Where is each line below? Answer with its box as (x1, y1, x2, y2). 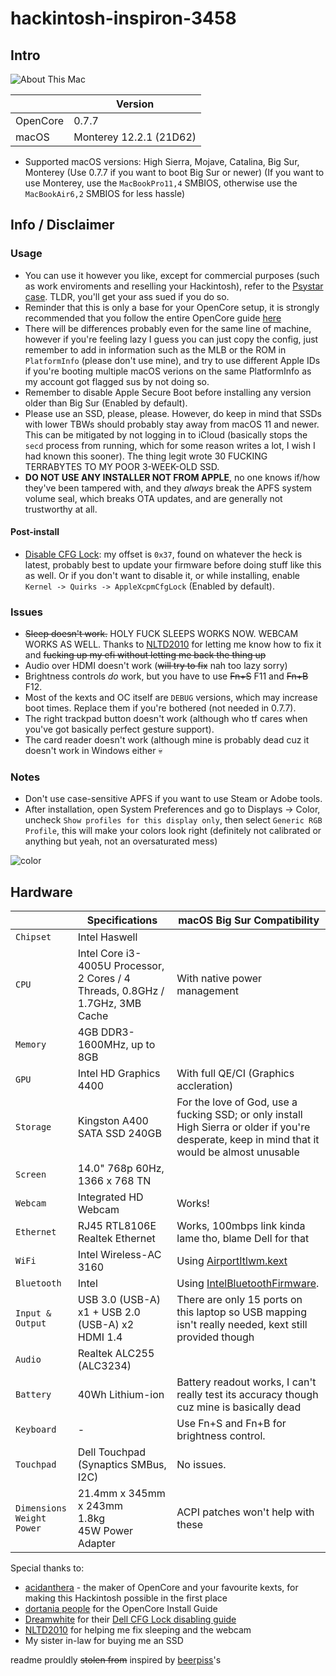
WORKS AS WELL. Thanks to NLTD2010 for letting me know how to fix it (24, 638, 322, 651)
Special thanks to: (10, 1562, 85, 1574)
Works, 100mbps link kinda (176, 1219, 306, 1233)
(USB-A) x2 (77, 1318, 135, 1332)
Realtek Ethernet (77, 1232, 156, 1246)
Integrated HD (77, 1190, 144, 1204)
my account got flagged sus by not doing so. (24, 375, 210, 387)
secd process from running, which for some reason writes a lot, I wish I (24, 439, 316, 451)
